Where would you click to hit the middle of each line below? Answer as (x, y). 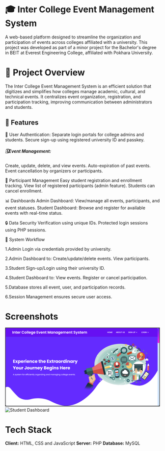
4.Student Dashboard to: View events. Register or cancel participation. (76, 277)
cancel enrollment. (24, 191)
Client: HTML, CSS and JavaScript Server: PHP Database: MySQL (73, 443)
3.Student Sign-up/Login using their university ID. (55, 268)
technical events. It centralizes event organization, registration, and (73, 97)
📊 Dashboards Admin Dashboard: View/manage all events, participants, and (82, 200)
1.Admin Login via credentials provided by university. (58, 249)
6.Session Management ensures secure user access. (59, 296)
